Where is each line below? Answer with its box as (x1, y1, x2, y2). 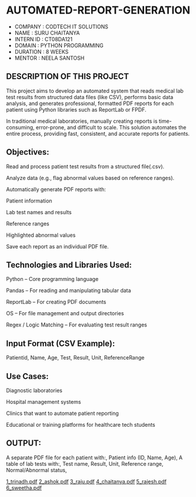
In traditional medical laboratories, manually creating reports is (6, 117, 158, 125)
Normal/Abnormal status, (6, 466, 67, 473)
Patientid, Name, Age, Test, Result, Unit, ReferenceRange (6, 354, 145, 361)
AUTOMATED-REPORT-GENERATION (6, 4, 191, 17)
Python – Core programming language (6, 276, 99, 283)
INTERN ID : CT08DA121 (14, 35, 72, 42)
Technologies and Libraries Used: (6, 260, 132, 270)
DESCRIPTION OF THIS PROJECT (6, 71, 129, 81)
